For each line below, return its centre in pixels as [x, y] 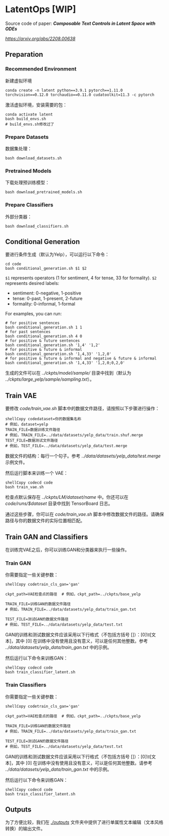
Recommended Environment [41, 69]
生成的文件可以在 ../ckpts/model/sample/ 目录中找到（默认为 [68, 373]
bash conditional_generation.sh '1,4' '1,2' [53, 345]
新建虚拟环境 [18, 81]
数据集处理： [18, 149]
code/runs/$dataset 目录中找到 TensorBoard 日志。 [59, 503]
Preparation [24, 54]
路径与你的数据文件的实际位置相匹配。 [45, 521]
